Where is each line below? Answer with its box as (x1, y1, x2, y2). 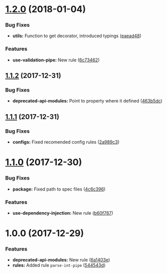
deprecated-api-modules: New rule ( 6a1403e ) (12, 257, 110, 263)
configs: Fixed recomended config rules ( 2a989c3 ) (12, 139, 120, 145)
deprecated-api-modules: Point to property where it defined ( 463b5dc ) (12, 98, 162, 104)
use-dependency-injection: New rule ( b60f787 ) (12, 210, 113, 216)
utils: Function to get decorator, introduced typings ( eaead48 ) (12, 33, 142, 39)
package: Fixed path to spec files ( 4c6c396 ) (12, 186, 106, 192)
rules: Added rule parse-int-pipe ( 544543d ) (12, 262, 106, 268)
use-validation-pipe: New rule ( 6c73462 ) (12, 57, 100, 63)
